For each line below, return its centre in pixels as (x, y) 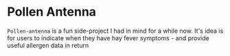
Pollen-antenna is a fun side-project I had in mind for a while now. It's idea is (115, 31)
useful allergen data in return (48, 45)
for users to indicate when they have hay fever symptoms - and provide (108, 38)
